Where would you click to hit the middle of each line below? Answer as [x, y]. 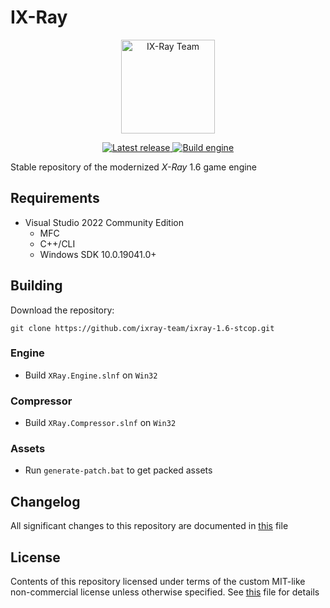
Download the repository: [62, 310]
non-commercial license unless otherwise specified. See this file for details [165, 592]
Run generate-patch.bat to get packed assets [118, 470]
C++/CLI [57, 243]
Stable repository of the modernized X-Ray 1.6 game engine [134, 167]
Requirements [55, 198]
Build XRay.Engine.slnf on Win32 [91, 375]
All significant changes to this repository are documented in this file [149, 526]
